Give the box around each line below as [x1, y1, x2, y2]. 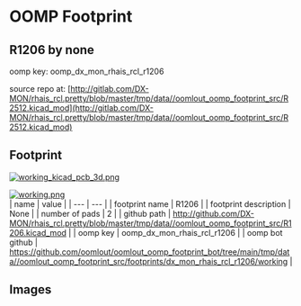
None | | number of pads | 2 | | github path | [9, 208, 172, 219]
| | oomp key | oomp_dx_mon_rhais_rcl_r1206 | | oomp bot [68, 227, 283, 238]
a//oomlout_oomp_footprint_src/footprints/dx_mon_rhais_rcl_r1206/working [9, 256, 288, 266]
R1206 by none [9, 42, 94, 58]
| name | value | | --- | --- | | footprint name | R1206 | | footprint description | [9, 198, 291, 209]
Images [9, 282, 52, 298]
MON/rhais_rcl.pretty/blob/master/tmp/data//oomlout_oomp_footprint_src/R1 [9, 218, 292, 229]
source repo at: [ [9, 84, 71, 94]
